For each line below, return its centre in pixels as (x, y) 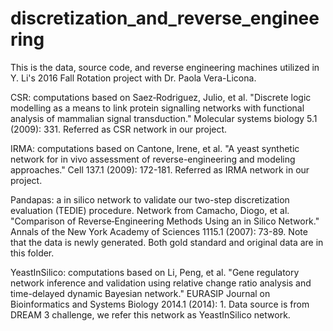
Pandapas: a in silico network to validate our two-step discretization (150, 199)
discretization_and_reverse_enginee (165, 18)
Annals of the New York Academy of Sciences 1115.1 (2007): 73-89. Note (159, 231)
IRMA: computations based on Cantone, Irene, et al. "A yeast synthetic (155, 148)
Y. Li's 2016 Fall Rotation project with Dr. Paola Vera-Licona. (133, 78)
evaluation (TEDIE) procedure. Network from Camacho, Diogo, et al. (150, 210)
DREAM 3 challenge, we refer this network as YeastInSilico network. (150, 314)
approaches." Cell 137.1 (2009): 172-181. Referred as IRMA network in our (160, 169)
